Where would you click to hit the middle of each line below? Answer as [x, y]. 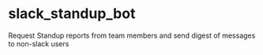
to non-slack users [39, 43]
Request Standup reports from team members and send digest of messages [132, 35]
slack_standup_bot [72, 14]
